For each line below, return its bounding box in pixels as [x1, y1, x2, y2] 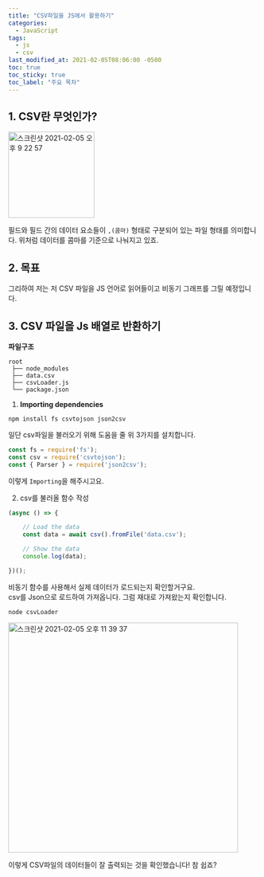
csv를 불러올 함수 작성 [19, 493, 89, 503]
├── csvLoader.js [11, 378, 69, 386]
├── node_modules [11, 364, 69, 373]
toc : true [8, 64, 41, 72]
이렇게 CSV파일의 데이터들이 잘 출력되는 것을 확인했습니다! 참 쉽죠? [8, 859, 217, 869]
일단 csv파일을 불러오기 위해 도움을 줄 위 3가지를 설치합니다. [8, 429, 196, 439]
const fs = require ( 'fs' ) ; [8, 445, 98, 454]
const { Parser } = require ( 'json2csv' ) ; [8, 460, 148, 468]
